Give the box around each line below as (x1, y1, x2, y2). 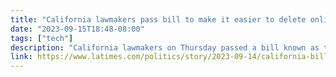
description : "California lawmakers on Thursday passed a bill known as (10, 42, 320, 53)
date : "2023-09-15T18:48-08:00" (10, 24, 145, 34)
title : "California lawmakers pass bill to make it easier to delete (10, 14, 307, 25)
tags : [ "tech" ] (10, 33, 74, 43)
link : (10, 52, 33, 62)
